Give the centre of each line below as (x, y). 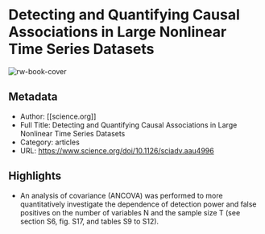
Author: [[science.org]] (58, 116)
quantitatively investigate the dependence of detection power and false (138, 204)
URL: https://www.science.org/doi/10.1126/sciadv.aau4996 (117, 150)
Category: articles (50, 142)
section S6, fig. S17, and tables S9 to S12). (89, 221)
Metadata (33, 97)
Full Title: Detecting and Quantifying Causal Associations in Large (128, 125)
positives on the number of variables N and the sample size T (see (130, 212)
